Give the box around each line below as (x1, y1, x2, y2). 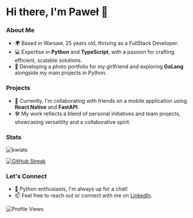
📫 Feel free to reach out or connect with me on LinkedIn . (14, 192, 153, 199)
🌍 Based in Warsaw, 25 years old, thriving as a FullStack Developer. (14, 40, 179, 47)
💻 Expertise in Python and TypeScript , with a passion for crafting (14, 49, 174, 56)
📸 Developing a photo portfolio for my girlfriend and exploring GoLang (14, 63, 184, 70)
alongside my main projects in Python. (14, 70, 107, 77)
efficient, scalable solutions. (14, 57, 82, 64)
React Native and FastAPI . (14, 103, 80, 110)
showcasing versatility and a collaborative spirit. (14, 118, 131, 125)
